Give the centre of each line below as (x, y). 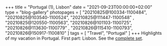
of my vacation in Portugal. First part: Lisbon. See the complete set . (74, 38)
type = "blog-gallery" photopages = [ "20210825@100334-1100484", (76, 12)
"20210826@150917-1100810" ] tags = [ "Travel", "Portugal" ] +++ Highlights (83, 33)
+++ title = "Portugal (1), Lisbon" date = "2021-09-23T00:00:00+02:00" (79, 7)
